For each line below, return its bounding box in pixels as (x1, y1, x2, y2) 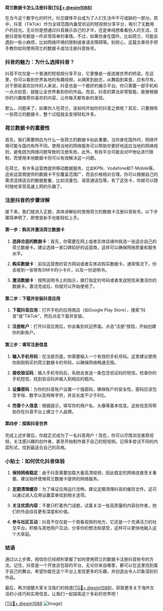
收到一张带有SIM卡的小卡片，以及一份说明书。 (16, 267, 110, 273)
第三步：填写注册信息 (5, 341, 48, 347)
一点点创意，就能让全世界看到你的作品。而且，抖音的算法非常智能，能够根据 (5, 89, 158, 95)
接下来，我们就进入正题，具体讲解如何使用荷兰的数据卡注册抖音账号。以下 (5, 208, 154, 214)
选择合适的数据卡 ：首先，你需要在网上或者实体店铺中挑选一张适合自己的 (12, 238, 157, 244)
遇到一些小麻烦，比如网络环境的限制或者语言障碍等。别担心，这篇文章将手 (5, 39, 154, 45)
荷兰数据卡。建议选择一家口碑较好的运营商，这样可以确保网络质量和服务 (12, 245, 157, 251)
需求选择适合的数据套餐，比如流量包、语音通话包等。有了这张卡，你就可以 (5, 177, 154, 183)
